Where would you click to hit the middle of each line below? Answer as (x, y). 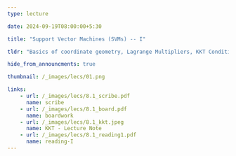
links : (17, 90)
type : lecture (28, 14)
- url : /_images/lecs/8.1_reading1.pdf (78, 135)
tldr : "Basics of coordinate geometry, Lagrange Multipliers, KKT (106, 52)
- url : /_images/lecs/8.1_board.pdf (74, 109)
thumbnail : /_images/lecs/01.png (56, 77)
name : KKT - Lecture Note (64, 129)
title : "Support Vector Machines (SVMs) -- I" (77, 39)
